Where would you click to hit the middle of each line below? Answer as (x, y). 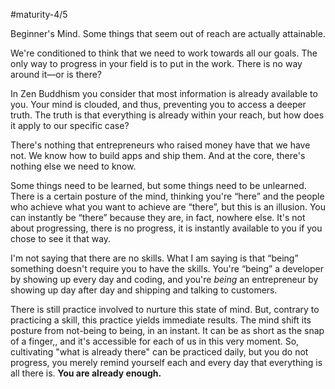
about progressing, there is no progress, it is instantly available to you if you (166, 228)
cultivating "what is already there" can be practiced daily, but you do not (159, 352)
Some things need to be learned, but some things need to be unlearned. (158, 185)
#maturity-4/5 (39, 14)
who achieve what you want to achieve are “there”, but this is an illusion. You (168, 207)
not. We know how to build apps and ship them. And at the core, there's (158, 155)
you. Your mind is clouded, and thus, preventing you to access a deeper (158, 104)
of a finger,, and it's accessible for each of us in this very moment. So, (155, 341)
